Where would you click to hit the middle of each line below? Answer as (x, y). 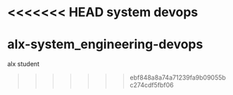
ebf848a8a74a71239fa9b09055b (178, 77)
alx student (24, 64)
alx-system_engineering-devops (105, 45)
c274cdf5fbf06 (152, 85)
